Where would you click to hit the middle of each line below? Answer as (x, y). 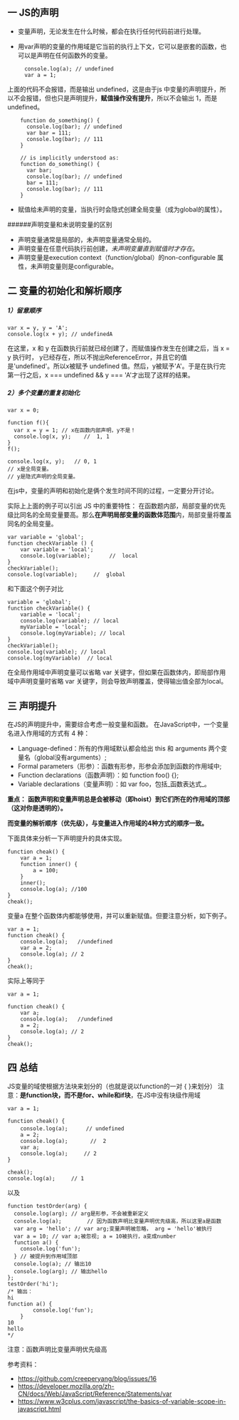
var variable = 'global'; (46, 537)
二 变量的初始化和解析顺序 (65, 291)
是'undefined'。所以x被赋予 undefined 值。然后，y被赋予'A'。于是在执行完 (117, 366)
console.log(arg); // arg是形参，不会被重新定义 (81, 1213)
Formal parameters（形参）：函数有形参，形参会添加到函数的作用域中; (119, 766)
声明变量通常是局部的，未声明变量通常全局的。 (86, 239)
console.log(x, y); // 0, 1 (52, 461)
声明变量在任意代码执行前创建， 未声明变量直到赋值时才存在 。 (108, 249)
